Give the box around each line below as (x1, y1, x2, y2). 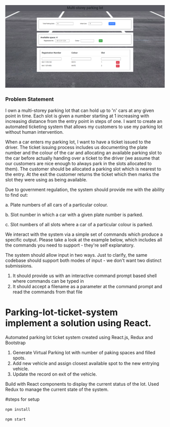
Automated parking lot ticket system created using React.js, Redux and (5, 334, 153, 340)
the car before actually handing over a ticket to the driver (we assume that (5, 155, 160, 161)
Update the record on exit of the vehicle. (12, 371, 97, 377)
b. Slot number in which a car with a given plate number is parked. (5, 211, 143, 218)
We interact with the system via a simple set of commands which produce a (5, 231, 163, 237)
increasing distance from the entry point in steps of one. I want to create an (5, 118, 163, 124)
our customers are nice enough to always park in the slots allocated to (5, 160, 152, 166)
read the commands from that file (12, 289, 82, 295)
